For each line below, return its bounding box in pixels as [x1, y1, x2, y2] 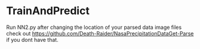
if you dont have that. [6, 36, 59, 43]
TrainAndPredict [6, 4, 90, 18]
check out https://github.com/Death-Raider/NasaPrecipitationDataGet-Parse [6, 30, 194, 37]
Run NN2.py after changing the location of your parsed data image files [6, 24, 182, 31]
